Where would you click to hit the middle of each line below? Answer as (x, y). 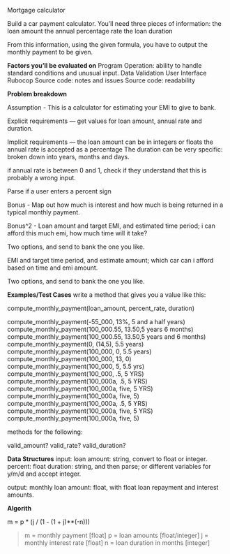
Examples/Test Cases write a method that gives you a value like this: (107, 295)
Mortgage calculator (37, 10)
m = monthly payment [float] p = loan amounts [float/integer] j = (116, 535)
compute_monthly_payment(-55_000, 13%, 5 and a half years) (97, 322)
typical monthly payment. (44, 212)
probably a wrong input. (42, 178)
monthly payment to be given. (50, 52)
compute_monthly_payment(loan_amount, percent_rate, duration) (101, 308)
